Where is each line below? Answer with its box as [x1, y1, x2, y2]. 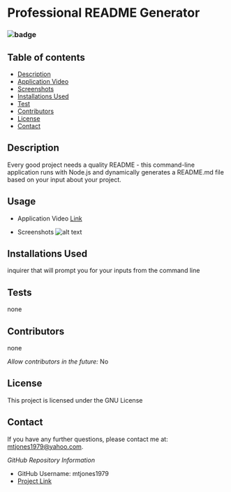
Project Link [17, 477, 52, 485]
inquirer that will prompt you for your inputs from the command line [7, 267, 200, 275]
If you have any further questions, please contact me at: [7, 435, 169, 443]
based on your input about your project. [7, 175, 122, 184]
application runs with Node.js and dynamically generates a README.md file [7, 167, 225, 176]
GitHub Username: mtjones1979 [17, 469, 110, 477]
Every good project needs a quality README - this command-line [7, 161, 195, 169]
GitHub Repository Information [7, 456, 96, 464]
